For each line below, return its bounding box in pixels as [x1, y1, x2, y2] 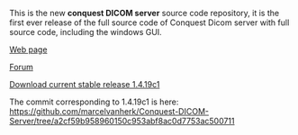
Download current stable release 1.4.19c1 [9, 79, 160, 89]
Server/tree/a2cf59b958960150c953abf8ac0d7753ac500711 [9, 116, 236, 126]
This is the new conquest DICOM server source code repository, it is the [9, 8, 280, 18]
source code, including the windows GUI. [9, 27, 162, 37]
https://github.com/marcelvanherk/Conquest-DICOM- [9, 106, 210, 116]
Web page [9, 44, 48, 55]
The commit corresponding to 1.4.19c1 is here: [9, 96, 179, 107]
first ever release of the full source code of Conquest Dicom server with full [9, 17, 290, 28]
